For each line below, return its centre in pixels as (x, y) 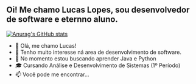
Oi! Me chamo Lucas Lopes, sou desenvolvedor (98, 10)
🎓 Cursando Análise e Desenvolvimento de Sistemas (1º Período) (98, 65)
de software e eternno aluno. (62, 20)
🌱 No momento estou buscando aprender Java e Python (86, 58)
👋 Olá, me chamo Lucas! (46, 45)
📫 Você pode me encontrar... (52, 74)
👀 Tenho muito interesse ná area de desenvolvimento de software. (98, 52)
